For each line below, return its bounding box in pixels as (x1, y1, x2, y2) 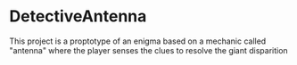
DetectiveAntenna (9, 6, 147, 27)
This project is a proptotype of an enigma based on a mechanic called (9, 36, 267, 46)
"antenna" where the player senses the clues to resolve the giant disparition (9, 45, 288, 55)
